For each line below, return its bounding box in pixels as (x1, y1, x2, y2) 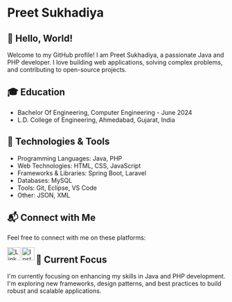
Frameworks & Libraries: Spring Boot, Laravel (17, 168, 147, 177)
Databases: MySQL (17, 176, 73, 184)
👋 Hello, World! (7, 33, 73, 44)
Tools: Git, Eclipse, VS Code (17, 184, 97, 192)
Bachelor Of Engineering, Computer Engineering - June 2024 (17, 108, 193, 116)
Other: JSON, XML (17, 190, 71, 199)
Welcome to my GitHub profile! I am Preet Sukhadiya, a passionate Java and (7, 51, 224, 59)
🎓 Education (7, 87, 66, 98)
